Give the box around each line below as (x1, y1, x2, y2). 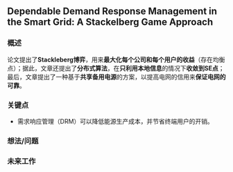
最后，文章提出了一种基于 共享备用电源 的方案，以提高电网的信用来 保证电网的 (7, 73, 226, 81)
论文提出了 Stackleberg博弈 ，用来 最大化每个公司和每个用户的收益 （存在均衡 (7, 55, 225, 64)
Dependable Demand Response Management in (7, 6, 217, 17)
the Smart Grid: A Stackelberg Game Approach (7, 17, 214, 28)
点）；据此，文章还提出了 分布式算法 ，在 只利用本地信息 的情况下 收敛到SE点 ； (7, 64, 225, 72)
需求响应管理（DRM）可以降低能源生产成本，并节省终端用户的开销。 (17, 117, 214, 125)
